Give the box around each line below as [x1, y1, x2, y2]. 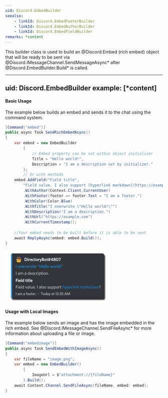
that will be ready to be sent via [5, 54, 70, 60]
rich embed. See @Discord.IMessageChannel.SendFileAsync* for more [5, 325, 151, 331]
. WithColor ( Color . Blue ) [23, 198, 72, 204]
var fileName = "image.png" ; [14, 356, 75, 361]
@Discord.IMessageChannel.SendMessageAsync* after [5, 60, 120, 65]
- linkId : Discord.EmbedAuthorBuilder [14, 24, 95, 29]
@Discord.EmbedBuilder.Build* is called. [5, 65, 88, 71]
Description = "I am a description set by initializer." [31, 162, 153, 167]
